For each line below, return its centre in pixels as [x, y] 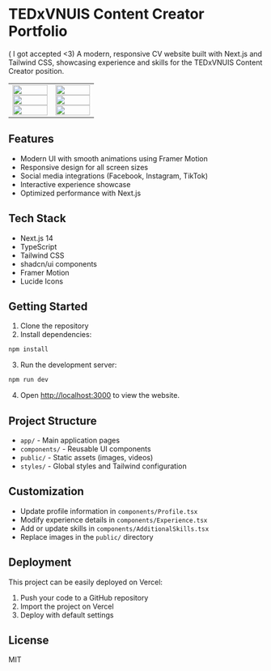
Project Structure [53, 421]
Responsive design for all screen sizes [84, 167]
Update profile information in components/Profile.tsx [109, 511]
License [29, 640]
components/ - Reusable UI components [85, 449]
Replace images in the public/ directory [87, 536]
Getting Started [48, 306]
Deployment [40, 563]
